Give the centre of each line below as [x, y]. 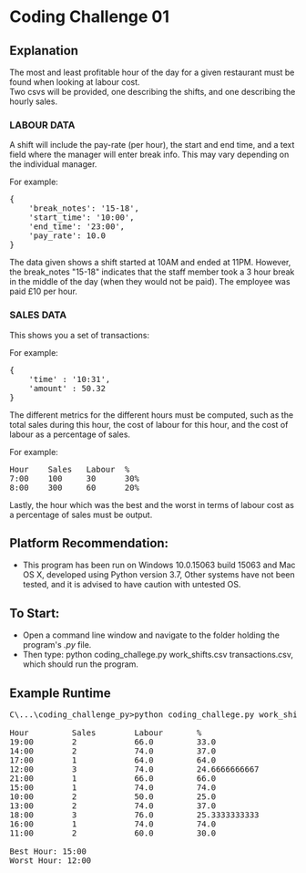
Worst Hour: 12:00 [51, 861]
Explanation [44, 51]
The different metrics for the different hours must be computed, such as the [152, 415]
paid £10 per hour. [43, 291]
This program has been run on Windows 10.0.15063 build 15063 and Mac [159, 565]
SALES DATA [38, 315]
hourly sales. [33, 101]
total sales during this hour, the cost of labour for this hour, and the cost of [149, 424]
